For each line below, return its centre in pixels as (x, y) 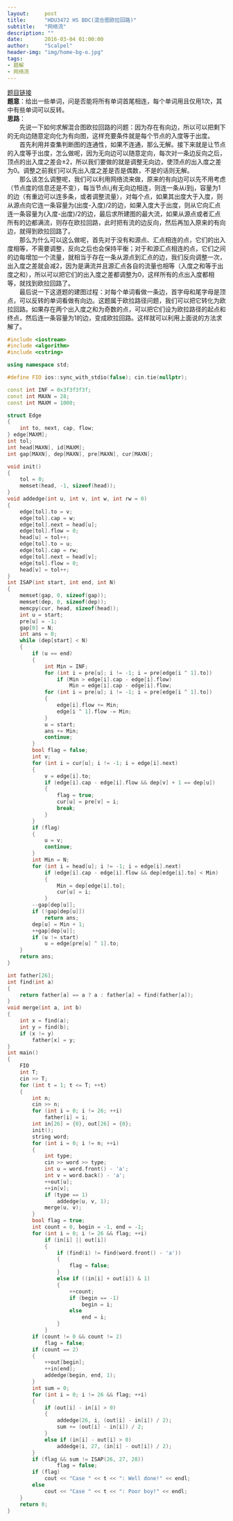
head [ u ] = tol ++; (45, 538)
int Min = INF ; (66, 667)
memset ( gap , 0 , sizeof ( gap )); (63, 596)
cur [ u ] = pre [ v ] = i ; (88, 802)
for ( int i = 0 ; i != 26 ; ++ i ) (77, 1111)
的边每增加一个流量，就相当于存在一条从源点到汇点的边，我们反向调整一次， (116, 257)
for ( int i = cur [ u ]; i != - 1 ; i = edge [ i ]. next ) (105, 763)
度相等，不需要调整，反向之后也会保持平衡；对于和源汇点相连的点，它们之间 (116, 248)
